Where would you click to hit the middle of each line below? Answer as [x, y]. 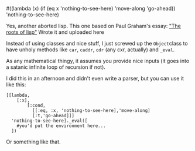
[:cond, [36, 106]
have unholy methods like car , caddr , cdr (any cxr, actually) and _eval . [90, 50]
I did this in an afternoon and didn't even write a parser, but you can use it [95, 78]
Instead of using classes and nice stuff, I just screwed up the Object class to [97, 43]
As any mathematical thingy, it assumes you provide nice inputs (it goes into [98, 61]
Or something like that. [33, 142]
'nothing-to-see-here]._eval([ [49, 121]
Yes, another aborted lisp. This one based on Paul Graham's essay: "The [94, 26]
